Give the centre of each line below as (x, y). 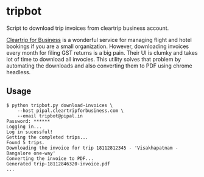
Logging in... (24, 127)
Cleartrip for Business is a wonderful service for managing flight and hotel (99, 40)
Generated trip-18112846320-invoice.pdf (58, 164)
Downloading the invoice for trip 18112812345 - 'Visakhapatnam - (92, 148)
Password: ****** (28, 121)
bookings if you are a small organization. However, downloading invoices (98, 46)
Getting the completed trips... (47, 137)
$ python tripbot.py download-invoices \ (60, 105)
